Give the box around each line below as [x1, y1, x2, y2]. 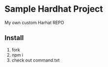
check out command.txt [11, 57, 60, 63]
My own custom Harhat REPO [4, 20, 65, 25]
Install [4, 34, 24, 42]
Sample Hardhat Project [4, 3, 103, 15]
